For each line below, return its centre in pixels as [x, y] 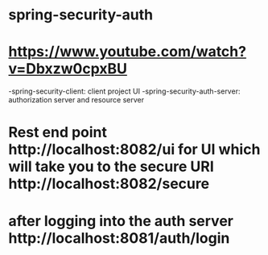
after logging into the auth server [121, 221]
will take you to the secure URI [111, 167]
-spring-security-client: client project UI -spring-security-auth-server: [124, 91]
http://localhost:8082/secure [109, 184]
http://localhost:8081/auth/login [119, 238]
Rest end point [58, 133]
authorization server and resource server [76, 100]
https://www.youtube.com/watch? [128, 52]
